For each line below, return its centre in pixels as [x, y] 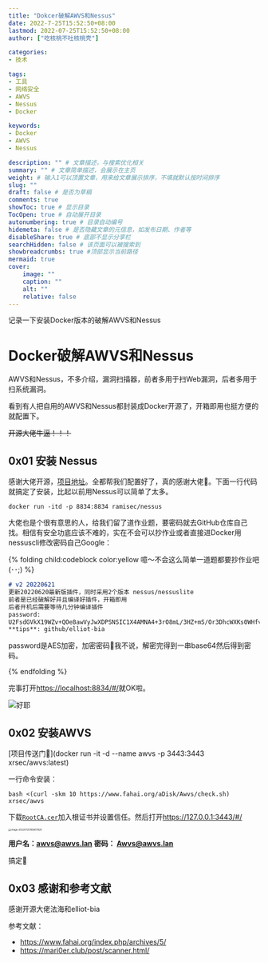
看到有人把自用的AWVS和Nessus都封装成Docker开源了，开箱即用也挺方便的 [134, 406]
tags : [17, 74]
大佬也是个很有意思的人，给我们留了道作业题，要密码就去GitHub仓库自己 [128, 523]
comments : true [33, 200]
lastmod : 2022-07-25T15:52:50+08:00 [69, 30]
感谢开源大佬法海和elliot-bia [54, 909]
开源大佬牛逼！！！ [40, 434]
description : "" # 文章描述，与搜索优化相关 [76, 162]
